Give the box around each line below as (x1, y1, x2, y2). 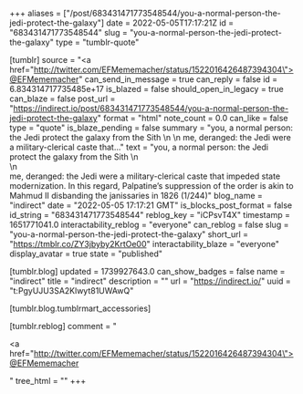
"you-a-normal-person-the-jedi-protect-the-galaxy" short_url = (9, 229, 249, 240)
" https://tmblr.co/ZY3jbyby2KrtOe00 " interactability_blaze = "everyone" (9, 239, 280, 249)
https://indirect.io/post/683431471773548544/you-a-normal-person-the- (13, 103, 289, 113)
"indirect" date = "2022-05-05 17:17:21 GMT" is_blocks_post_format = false (9, 200, 293, 211)
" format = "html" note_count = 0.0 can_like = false (97, 113, 289, 123)
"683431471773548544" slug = (9, 27, 128, 37)
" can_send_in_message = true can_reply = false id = (78, 74, 278, 85)
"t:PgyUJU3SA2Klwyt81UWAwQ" (9, 285, 134, 295)
